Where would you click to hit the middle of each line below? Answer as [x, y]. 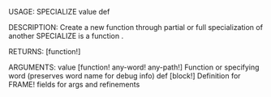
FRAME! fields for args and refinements [74, 84]
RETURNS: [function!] [45, 51]
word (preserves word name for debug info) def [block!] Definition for [125, 76]
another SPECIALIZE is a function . [66, 36]
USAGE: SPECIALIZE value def [59, 12]
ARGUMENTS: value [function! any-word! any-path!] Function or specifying [134, 67]
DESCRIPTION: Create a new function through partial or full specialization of [136, 27]
